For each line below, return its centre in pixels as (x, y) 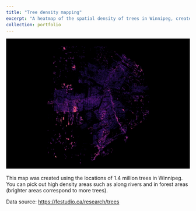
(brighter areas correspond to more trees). (57, 190)
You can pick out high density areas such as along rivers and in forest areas (97, 184)
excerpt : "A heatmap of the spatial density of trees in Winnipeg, (90, 18)
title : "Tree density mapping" (44, 12)
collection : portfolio (34, 24)
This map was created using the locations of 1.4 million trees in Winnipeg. (94, 178)
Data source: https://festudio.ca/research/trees (63, 202)
